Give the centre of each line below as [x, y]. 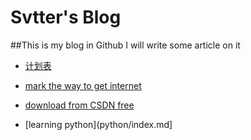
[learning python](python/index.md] [98, 124]
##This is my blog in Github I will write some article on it [125, 45]
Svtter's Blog [66, 17]
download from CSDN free [79, 105]
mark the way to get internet [83, 85]
